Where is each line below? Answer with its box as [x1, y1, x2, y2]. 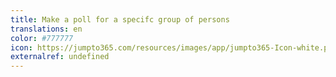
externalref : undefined [10, 52, 110, 62]
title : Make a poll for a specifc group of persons [10, 14, 230, 25]
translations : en [10, 24, 83, 34]
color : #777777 [10, 33, 74, 43]
